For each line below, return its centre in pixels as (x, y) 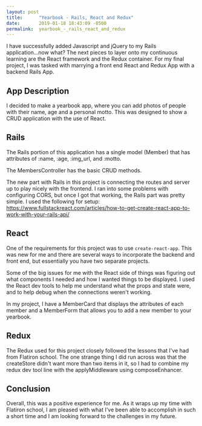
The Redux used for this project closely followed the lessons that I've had (98, 350)
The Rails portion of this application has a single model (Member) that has (98, 152)
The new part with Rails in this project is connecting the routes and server (98, 182)
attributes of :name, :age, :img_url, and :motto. (64, 158)
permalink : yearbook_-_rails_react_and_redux (66, 29)
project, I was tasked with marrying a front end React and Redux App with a (100, 66)
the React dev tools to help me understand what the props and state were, (99, 285)
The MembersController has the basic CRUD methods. (74, 170)
